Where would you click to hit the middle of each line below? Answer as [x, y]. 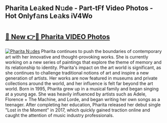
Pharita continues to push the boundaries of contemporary [101, 51]
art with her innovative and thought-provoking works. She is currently [77, 57]
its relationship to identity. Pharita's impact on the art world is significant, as [83, 67]
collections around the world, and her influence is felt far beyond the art [79, 83]
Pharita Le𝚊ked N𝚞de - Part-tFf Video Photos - [79, 8]
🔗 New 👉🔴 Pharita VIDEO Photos [57, 37]
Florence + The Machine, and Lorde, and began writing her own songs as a [83, 99]
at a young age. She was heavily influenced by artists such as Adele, [76, 94]
